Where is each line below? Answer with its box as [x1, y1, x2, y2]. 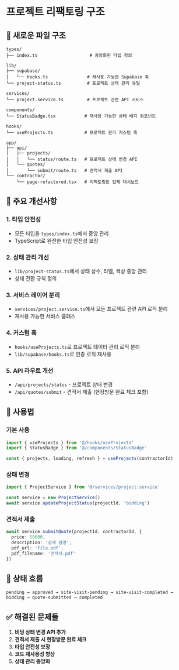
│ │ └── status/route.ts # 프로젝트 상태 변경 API [6, 156, 138, 162]
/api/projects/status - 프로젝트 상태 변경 [14, 381, 113, 388]
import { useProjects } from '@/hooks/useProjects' [6, 439, 134, 445]
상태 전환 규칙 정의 [14, 274, 57, 281]
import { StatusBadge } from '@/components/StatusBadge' [6, 445, 148, 451]
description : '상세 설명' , [11, 540, 72, 546]
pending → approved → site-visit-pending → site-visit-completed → [6, 589, 174, 596]
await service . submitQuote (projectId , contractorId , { [6, 529, 142, 535]
